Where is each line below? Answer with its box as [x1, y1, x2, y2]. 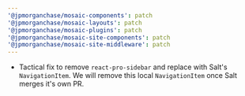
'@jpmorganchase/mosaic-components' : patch [7, 11, 153, 20]
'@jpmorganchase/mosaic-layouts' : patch [7, 19, 143, 27]
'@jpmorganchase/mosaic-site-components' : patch [7, 33, 171, 42]
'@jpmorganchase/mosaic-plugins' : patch [7, 26, 143, 34]
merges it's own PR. [18, 79, 85, 89]
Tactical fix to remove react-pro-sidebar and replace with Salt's [18, 62, 228, 72]
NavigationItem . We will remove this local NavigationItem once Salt [18, 71, 238, 80]
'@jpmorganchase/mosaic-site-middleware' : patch [7, 41, 171, 49]
